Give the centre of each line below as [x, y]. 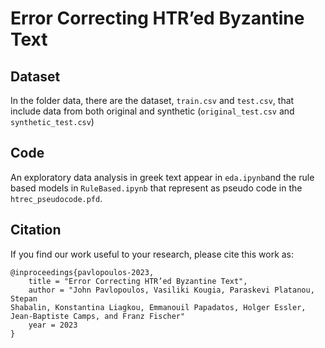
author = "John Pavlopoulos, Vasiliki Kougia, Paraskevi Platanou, [171, 290]
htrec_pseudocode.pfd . [56, 198]
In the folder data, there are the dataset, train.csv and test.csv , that [152, 100]
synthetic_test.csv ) [52, 121]
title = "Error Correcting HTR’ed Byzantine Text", [138, 281]
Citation [36, 230]
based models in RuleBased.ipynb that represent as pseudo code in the [156, 188]
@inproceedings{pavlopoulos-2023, [82, 272]
